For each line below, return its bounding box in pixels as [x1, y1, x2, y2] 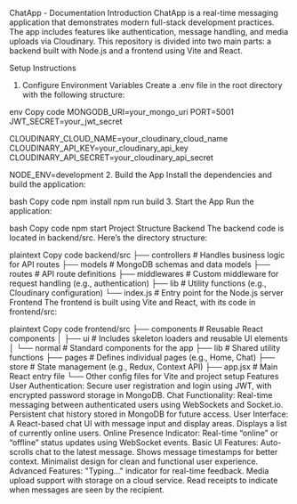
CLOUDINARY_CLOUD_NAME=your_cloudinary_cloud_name [9, 134, 229, 143]
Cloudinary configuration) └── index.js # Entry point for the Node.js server [9, 288, 285, 297]
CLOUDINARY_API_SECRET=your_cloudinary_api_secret [9, 152, 213, 163]
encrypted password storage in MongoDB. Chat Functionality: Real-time [9, 390, 273, 400]
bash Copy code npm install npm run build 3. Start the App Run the [9, 196, 255, 207]
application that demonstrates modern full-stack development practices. [9, 17, 275, 28]
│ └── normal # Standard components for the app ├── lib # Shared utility [9, 343, 281, 353]
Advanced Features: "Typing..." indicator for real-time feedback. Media [9, 466, 269, 476]
